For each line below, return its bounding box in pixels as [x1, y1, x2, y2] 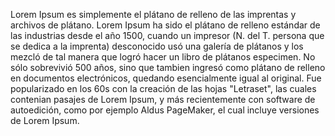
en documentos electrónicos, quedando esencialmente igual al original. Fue [10, 72, 322, 84]
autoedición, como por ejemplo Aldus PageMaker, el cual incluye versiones [10, 104, 320, 116]
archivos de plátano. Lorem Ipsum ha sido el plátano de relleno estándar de [10, 19, 321, 31]
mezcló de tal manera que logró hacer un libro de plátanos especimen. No [10, 51, 316, 63]
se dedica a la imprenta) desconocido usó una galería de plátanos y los [10, 40, 304, 52]
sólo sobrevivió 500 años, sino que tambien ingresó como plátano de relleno [10, 62, 326, 73]
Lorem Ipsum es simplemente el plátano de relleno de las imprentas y [10, 9, 297, 20]
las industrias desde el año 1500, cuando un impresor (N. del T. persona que [10, 30, 325, 41]
